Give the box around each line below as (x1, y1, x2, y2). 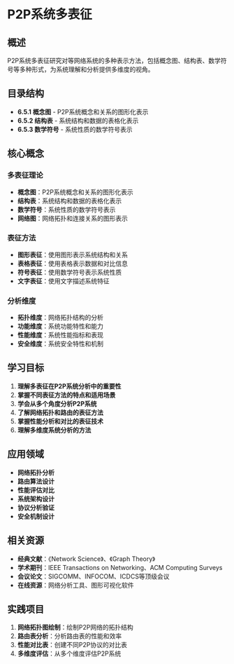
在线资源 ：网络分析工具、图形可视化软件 (17, 581, 134, 589)
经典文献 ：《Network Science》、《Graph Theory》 (17, 555, 156, 563)
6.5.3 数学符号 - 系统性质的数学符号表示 (17, 125, 133, 133)
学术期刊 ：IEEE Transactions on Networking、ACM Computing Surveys (17, 563, 223, 571)
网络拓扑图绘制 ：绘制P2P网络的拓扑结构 (17, 623, 134, 632)
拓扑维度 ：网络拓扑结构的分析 (17, 313, 103, 322)
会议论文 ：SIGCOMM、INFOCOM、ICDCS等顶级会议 (17, 572, 170, 581)
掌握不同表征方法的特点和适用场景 (17, 391, 116, 399)
